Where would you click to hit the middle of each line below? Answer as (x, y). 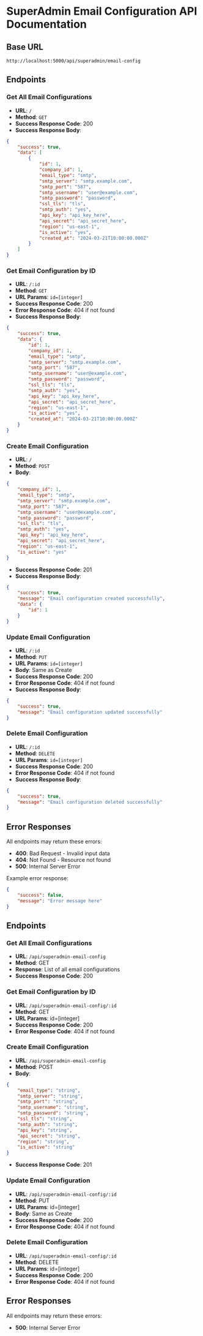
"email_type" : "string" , (49, 1090)
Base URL (25, 47)
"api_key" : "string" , (45, 1130)
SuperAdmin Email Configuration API (102, 11)
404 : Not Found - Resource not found (63, 860)
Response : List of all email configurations (68, 970)
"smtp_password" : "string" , (53, 1113)
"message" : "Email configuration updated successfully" (90, 712)
